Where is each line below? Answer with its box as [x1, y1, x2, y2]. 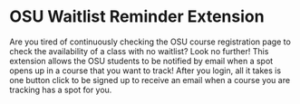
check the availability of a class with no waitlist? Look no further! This [9, 45, 269, 56]
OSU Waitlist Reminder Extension [9, 6, 265, 27]
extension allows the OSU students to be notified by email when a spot [9, 55, 274, 66]
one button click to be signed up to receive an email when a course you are [9, 74, 291, 85]
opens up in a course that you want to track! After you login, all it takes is [9, 65, 282, 76]
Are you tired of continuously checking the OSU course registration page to [9, 36, 292, 47]
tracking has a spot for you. [9, 84, 112, 95]
